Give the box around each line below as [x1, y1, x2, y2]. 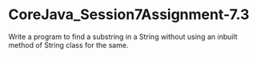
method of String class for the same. [8, 40, 129, 49]
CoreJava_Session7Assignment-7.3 [8, 6, 250, 24]
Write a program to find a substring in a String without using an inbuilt [8, 32, 238, 41]
